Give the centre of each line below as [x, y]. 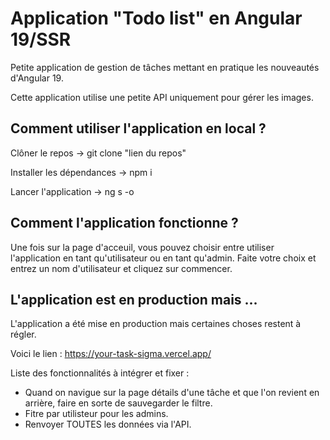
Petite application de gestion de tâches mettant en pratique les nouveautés [165, 67]
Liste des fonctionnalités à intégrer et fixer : [100, 373]
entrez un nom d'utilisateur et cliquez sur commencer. [121, 268]
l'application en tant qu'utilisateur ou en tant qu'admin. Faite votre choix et [163, 258]
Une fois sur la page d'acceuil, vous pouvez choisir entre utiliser [142, 247]
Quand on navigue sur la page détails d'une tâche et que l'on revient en [172, 393]
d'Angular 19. [37, 78]
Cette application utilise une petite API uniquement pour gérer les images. [162, 97]
